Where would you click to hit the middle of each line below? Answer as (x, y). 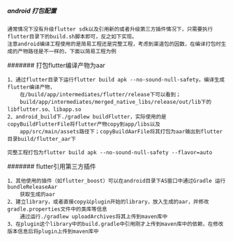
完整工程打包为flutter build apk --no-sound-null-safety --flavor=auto (110, 152)
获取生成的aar (38, 194)
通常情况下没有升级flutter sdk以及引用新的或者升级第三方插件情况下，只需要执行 (110, 29)
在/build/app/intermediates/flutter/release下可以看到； (100, 94)
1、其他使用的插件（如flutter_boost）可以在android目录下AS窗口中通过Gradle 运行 (116, 181)
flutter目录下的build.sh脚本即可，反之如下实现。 (72, 36)
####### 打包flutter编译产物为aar (57, 65)
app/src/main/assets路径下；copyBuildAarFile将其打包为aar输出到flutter (121, 131)
